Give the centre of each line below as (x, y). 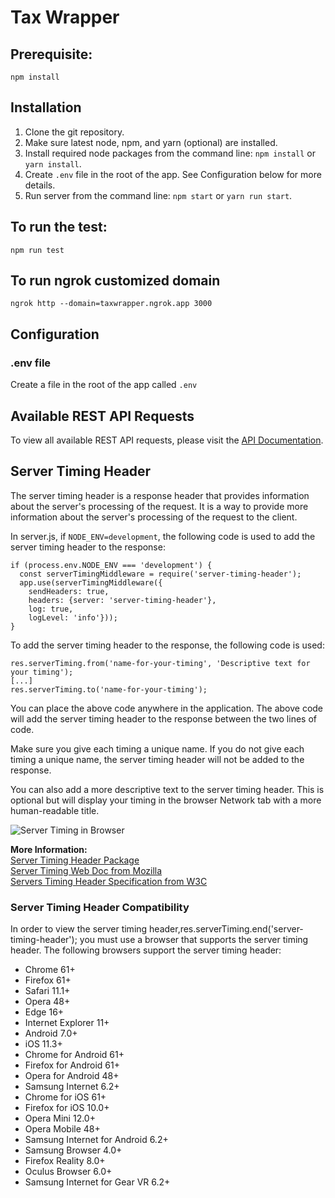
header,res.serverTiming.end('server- (226, 929)
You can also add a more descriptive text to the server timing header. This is (167, 789)
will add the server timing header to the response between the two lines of (163, 718)
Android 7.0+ (51, 1033)
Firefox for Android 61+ (72, 1065)
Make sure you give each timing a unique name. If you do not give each (157, 748)
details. (40, 185)
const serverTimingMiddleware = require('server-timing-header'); (160, 574)
